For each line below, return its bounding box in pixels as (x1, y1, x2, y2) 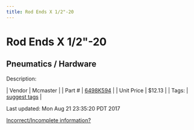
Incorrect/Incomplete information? (6, 116, 92, 124)
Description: (6, 75, 37, 82)
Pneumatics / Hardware (6, 59, 96, 70)
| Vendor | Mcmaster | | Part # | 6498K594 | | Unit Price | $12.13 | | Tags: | (6, 86, 189, 94)
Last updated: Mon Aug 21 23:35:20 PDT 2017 (6, 105, 120, 112)
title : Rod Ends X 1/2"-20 (6, 8, 74, 15)
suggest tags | (6, 93, 42, 100)
